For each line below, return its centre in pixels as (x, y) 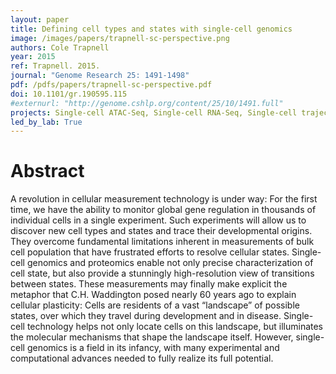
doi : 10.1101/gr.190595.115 (69, 94)
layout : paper (40, 19)
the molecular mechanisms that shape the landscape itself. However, (152, 337)
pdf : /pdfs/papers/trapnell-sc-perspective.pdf (111, 85)
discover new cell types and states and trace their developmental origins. (161, 231)
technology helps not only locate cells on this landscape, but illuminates (175, 327)
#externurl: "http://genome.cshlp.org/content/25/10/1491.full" (147, 103)
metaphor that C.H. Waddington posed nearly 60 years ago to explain (153, 295)
